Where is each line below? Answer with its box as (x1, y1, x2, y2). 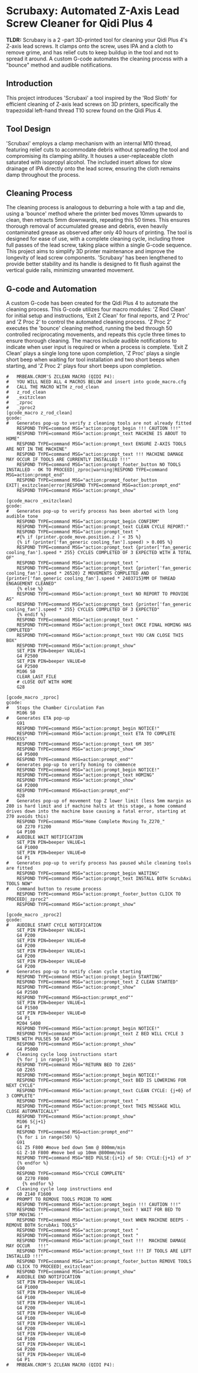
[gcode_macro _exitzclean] (6, 498, 73, 504)
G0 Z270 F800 (17, 1176, 49, 1182)
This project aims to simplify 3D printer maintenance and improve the (6, 248, 174, 255)
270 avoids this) (6, 814, 49, 820)
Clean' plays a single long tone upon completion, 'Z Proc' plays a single (6, 350, 180, 357)
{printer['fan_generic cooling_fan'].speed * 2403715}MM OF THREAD (6, 575, 176, 582)
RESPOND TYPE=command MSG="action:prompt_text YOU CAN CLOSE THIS (17, 633, 184, 639)
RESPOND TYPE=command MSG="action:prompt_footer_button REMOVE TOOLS (17, 1258, 192, 1265)
